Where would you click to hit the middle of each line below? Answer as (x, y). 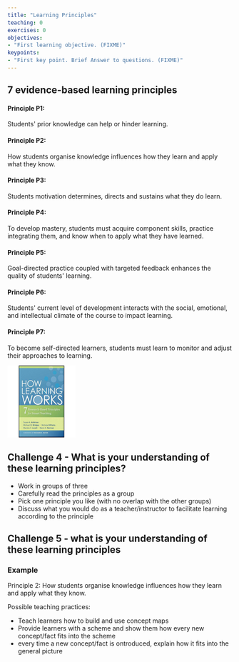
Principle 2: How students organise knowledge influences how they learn (115, 586)
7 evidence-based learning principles (92, 90)
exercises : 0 (27, 30)
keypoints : (24, 53)
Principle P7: (27, 332)
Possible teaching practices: (49, 607)
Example (23, 570)
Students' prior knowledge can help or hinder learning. (88, 124)
